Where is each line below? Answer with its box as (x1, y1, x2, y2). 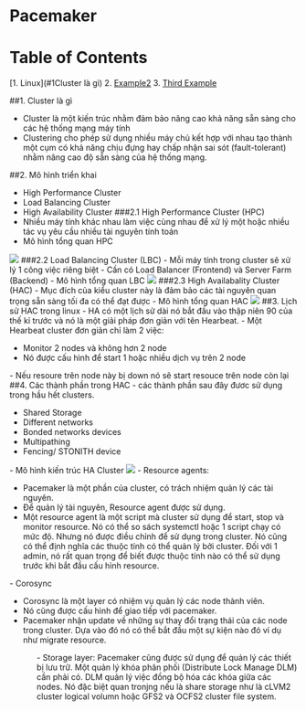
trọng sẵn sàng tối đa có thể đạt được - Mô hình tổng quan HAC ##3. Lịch (9, 296, 298, 307)
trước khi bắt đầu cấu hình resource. (22, 560, 160, 571)
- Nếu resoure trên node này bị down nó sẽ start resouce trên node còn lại (9, 370, 290, 381)
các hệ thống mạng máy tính (22, 122, 131, 133)
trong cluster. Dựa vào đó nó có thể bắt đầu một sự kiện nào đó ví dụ (22, 625, 281, 636)
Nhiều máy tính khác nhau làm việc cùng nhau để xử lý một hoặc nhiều (22, 217, 290, 228)
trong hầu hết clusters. (9, 389, 95, 400)
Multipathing (22, 436, 70, 448)
